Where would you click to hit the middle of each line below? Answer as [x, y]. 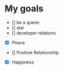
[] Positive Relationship [35, 52]
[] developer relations [34, 33]
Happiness [23, 62]
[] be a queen [26, 22]
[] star [18, 27]
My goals [24, 9]
